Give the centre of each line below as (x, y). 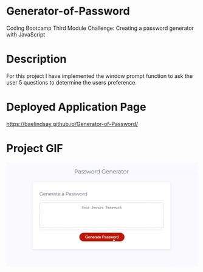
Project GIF (35, 148)
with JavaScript (26, 34)
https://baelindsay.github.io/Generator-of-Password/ (72, 124)
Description (36, 59)
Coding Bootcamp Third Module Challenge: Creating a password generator (100, 28)
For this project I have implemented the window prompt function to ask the (100, 76)
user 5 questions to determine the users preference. (72, 82)
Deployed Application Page (76, 107)
